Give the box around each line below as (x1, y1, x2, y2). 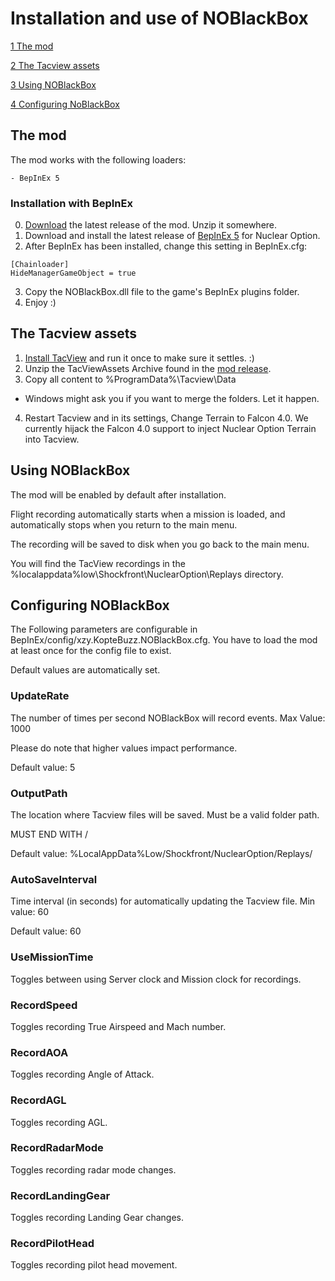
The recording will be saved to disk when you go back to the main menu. (10, 538, 310, 550)
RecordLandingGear (10, 1188, 111, 1202)
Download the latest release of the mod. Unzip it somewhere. (24, 219, 278, 231)
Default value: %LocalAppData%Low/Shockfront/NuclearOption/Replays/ (10, 848, 313, 860)
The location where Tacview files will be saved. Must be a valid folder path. (10, 809, 320, 821)
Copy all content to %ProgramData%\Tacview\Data (24, 373, 237, 385)
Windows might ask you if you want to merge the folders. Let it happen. (24, 392, 320, 404)
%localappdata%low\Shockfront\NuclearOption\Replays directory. (10, 568, 284, 580)
